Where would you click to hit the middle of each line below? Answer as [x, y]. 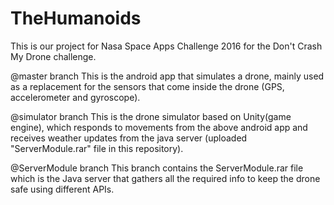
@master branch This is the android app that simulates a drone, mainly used [167, 76]
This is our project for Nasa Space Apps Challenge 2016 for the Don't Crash [166, 46]
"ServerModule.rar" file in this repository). [97, 148]
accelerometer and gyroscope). [75, 97]
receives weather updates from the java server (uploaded [129, 138]
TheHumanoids [76, 18]
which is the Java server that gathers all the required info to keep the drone [165, 178]
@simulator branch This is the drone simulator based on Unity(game [151, 116]
